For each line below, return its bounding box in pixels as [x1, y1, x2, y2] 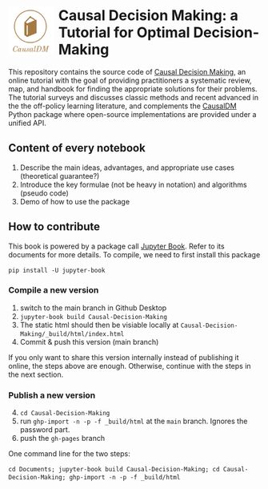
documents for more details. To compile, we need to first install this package [8, 249, 261, 259]
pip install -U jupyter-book [8, 266, 106, 274]
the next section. [8, 370, 64, 379]
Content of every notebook [8, 141, 146, 155]
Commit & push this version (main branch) [19, 337, 159, 346]
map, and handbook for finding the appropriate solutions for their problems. [8, 83, 258, 94]
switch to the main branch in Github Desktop [19, 303, 167, 313]
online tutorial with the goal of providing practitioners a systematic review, [8, 75, 252, 85]
